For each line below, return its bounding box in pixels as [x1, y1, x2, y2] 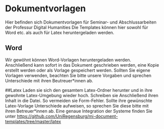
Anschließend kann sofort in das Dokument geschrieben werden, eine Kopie [5, 62, 160, 68]
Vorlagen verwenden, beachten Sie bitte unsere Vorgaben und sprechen [5, 72, 152, 78]
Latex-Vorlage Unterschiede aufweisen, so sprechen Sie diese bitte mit [5, 103, 149, 108]
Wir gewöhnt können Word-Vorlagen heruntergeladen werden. [5, 57, 132, 63]
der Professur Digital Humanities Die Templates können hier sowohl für [5, 24, 148, 30]
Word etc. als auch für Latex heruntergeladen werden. [5, 29, 114, 35]
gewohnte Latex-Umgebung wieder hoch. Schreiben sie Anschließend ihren [5, 92, 159, 98]
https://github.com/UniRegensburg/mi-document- [17, 113, 118, 119]
